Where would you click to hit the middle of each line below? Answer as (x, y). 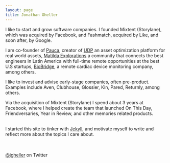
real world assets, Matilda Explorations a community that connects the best (84, 55)
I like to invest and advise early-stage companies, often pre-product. (77, 82)
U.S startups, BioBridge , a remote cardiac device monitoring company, (79, 66)
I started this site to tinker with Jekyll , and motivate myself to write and (80, 129)
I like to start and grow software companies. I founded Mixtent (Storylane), (83, 29)
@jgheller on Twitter (27, 155)
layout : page (19, 10)
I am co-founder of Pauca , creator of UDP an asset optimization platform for (85, 50)
